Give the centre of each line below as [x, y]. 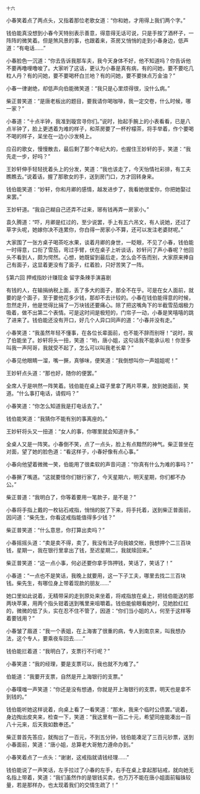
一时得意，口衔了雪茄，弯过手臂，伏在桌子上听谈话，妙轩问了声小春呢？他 [97, 250]
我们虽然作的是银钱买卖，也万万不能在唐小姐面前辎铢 [121, 777]
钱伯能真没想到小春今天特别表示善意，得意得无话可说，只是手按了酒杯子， [97, 33]
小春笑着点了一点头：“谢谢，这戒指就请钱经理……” [68, 757]
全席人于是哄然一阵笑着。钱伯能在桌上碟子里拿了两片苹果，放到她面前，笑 [97, 386]
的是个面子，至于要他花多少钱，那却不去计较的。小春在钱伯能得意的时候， [102, 297]
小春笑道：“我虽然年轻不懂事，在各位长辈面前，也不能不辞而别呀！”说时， [97, 333]
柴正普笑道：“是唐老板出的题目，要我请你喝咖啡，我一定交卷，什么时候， [96, 101]
